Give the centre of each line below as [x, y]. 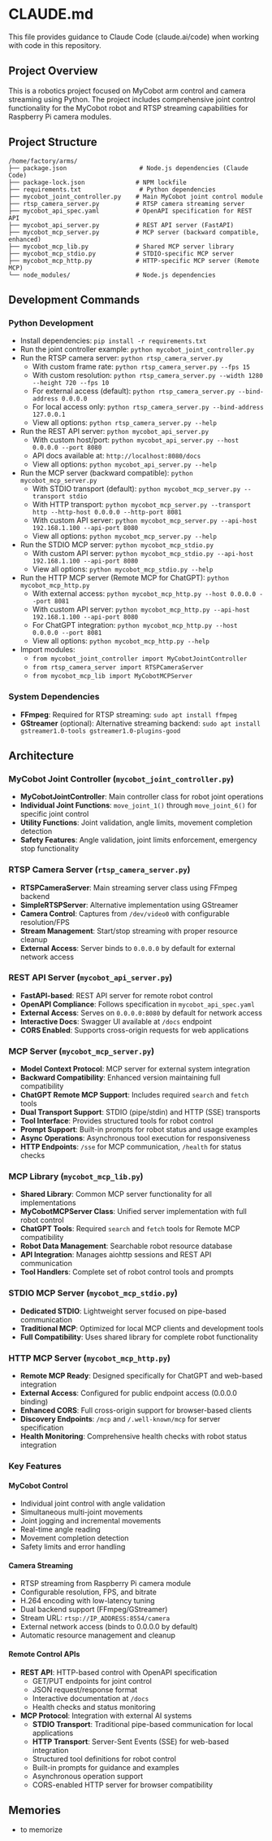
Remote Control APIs [44, 1654]
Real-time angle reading [60, 1530]
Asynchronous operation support [88, 1776]
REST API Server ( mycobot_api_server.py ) [91, 978]
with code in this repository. [55, 45]
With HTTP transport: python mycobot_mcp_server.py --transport [142, 505]
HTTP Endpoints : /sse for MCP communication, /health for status [131, 1147]
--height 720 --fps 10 [71, 384]
